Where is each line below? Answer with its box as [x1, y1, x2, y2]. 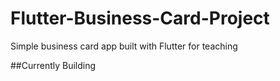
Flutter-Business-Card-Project [10, 7, 270, 30]
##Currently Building [10, 59, 97, 71]
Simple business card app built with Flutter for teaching [10, 40, 238, 52]
